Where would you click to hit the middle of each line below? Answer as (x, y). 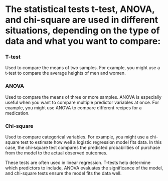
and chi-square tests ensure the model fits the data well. (63, 173)
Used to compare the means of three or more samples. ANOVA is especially (83, 97)
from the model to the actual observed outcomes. (56, 153)
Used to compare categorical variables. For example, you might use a (77, 137)
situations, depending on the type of (82, 31)
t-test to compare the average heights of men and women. (66, 73)
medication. (18, 113)
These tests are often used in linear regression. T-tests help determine (78, 163)
